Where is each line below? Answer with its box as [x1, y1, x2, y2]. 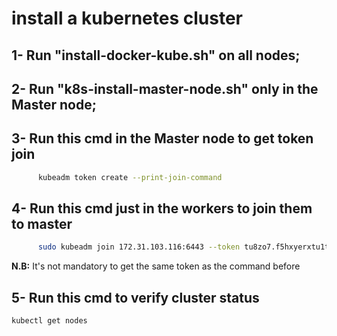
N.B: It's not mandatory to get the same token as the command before [11, 260, 301, 272]
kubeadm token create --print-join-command [37, 172, 223, 182]
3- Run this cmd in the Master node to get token [11, 130, 314, 147]
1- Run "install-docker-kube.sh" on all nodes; [11, 47, 301, 64]
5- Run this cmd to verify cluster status [11, 289, 260, 306]
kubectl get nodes [11, 316, 88, 326]
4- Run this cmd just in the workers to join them [11, 200, 313, 217]
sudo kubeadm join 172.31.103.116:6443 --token [37, 242, 241, 252]
